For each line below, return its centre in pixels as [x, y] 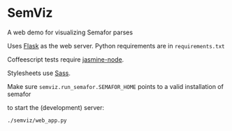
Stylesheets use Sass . [39, 73]
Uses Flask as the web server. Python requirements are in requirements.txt [116, 46]
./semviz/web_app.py [37, 120]
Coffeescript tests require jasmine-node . [66, 59]
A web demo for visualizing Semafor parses [70, 32]
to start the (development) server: [56, 107]
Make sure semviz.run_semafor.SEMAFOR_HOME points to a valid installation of [115, 86]
